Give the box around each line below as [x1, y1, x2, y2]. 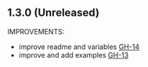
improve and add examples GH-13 [18, 50, 129, 59]
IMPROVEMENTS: [7, 26, 65, 36]
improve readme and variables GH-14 [18, 42, 140, 51]
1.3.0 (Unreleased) [7, 6, 99, 19]
